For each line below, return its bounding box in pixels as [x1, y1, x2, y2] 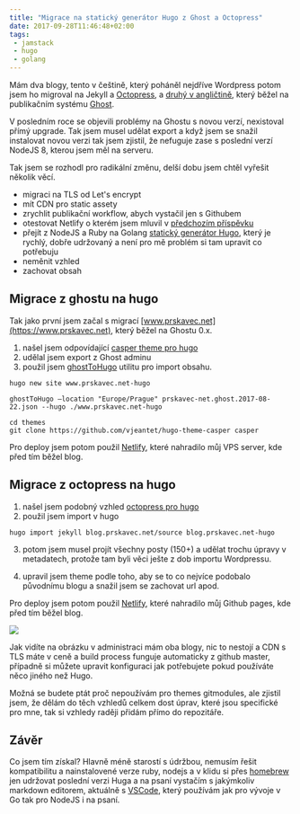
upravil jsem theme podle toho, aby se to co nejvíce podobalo [22, 571, 251, 581]
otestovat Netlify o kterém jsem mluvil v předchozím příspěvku [22, 217, 254, 228]
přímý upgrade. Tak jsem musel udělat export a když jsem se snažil [9, 126, 258, 136]
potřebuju [22, 246, 59, 257]
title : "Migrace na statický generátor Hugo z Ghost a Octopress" [9, 13, 263, 22]
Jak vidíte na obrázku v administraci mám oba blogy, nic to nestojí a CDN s [9, 641, 287, 652]
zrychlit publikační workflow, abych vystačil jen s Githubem [22, 208, 242, 218]
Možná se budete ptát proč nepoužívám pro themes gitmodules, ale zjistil [9, 687, 281, 698]
